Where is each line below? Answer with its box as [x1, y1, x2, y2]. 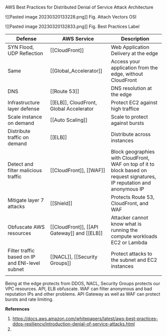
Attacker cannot [111, 214, 148, 221]
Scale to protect [111, 113, 148, 120]
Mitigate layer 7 [7, 197, 44, 204]
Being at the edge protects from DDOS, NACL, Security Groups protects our [5, 281, 161, 286]
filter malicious [7, 167, 42, 174]
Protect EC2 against [111, 99, 158, 106]
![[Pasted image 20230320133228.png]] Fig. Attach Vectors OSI [5, 14, 137, 19]
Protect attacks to [111, 250, 153, 257]
